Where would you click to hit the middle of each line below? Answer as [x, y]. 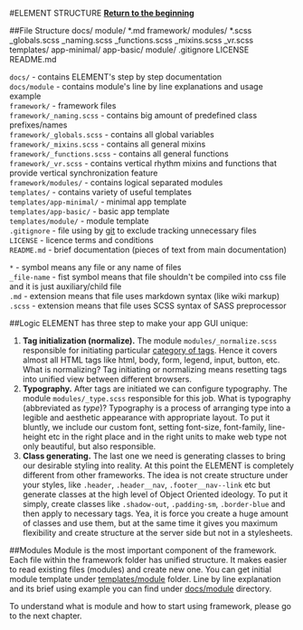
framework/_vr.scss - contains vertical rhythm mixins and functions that [143, 163]
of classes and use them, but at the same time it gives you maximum [150, 523]
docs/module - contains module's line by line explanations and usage [137, 86]
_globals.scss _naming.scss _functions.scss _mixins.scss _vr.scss [132, 40]
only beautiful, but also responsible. [89, 446]
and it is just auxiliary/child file [66, 287]
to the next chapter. [46, 616]
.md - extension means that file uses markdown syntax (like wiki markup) [145, 296]
